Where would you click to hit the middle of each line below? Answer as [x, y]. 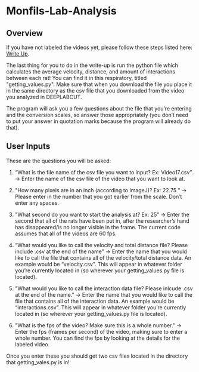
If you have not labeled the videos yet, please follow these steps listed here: [99, 47]
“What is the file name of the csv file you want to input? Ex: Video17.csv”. [104, 172]
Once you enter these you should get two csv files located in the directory [97, 356]
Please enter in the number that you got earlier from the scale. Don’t [98, 196]
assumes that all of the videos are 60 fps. [66, 233]
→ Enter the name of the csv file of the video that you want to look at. [100, 179]
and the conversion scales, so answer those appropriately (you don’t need [97, 115]
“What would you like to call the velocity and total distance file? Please [101, 245]
